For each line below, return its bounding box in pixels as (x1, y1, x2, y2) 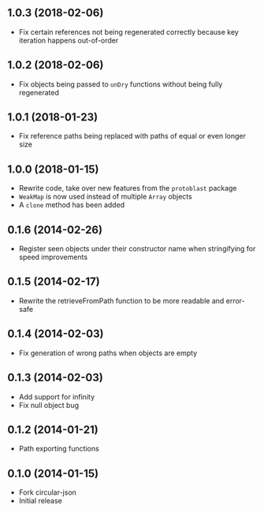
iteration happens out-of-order (18, 35, 119, 45)
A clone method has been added (18, 200, 125, 210)
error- (225, 295, 245, 306)
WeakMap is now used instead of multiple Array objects (18, 192, 192, 202)
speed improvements (18, 252, 88, 262)
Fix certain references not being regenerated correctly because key (18, 27, 240, 36)
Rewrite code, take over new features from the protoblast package (18, 184, 237, 193)
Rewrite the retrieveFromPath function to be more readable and (18, 295, 225, 306)
